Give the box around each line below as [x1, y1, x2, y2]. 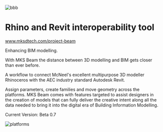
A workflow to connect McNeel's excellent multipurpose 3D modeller [5, 72, 145, 78]
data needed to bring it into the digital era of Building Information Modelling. [5, 102, 159, 108]
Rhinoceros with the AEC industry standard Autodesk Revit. [5, 77, 125, 83]
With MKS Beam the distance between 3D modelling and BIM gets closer [5, 57, 153, 63]
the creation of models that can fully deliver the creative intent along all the [5, 97, 157, 103]
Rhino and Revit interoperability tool [5, 22, 155, 33]
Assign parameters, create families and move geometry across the [5, 86, 140, 92]
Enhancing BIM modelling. [5, 47, 58, 53]
